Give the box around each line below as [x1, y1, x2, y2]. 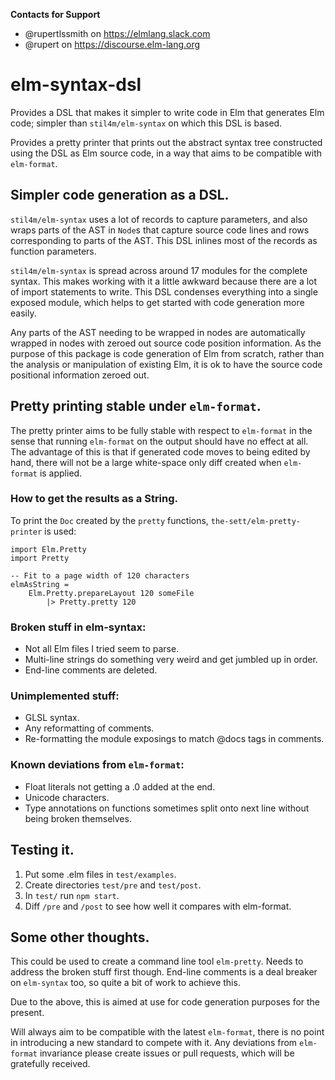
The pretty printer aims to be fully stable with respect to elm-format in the [10, 424, 313, 436]
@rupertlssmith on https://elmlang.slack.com [24, 28, 211, 39]
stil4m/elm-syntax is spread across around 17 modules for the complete [10, 264, 308, 276]
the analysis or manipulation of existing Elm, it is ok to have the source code [10, 358, 323, 370]
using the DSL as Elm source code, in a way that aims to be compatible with [10, 147, 323, 159]
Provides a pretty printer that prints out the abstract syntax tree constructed [10, 136, 323, 148]
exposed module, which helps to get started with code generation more [10, 296, 305, 308]
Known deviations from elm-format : [10, 758, 185, 772]
